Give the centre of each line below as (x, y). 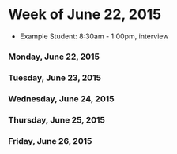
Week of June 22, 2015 (85, 15)
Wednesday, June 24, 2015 (61, 98)
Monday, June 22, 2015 (54, 57)
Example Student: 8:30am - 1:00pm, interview (94, 36)
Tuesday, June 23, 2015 (55, 78)
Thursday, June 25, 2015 (56, 119)
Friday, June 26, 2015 (50, 141)
